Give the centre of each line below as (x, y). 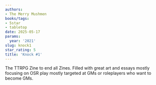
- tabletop (16, 28)
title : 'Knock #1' (24, 54)
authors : (14, 9)
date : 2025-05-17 (23, 32)
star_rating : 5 (20, 50)
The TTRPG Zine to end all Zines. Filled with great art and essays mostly (77, 68)
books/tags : (17, 18)
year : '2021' (23, 41)
